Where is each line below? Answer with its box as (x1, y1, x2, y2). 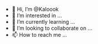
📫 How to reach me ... (11, 32, 67, 38)
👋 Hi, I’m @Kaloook (11, 6, 59, 12)
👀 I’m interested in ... (11, 12, 62, 19)
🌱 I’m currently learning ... (11, 18, 75, 25)
